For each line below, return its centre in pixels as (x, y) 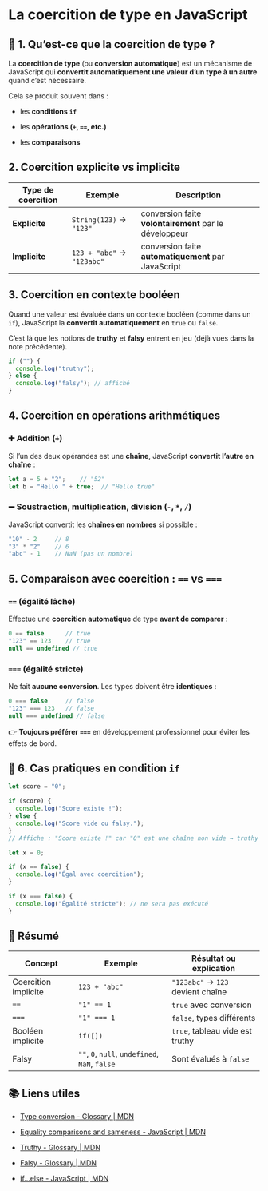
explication (213, 969)
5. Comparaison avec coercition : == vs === (115, 578)
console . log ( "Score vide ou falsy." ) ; (80, 823)
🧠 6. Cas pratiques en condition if (94, 768)
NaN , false (97, 1064)
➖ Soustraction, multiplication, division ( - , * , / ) (100, 507)
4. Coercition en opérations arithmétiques (114, 416)
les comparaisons (50, 142)
